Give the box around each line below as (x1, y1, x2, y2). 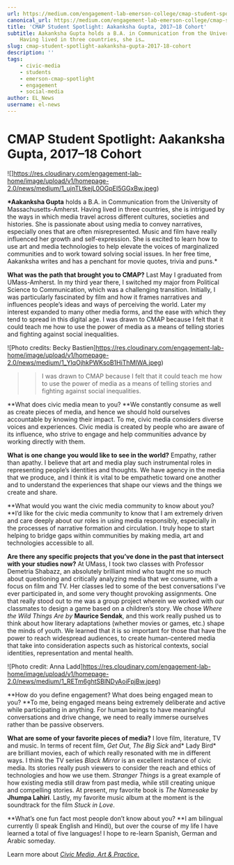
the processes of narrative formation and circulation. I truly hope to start (7, 523, 214, 532)
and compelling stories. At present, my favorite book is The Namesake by (7, 785, 218, 794)
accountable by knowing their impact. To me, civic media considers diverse (7, 415, 224, 423)
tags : (7, 56, 23, 63)
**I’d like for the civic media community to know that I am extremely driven (7, 509, 223, 517)
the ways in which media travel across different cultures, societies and (7, 212, 210, 221)
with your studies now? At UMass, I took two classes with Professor (7, 560, 204, 568)
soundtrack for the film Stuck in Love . (7, 801, 115, 809)
